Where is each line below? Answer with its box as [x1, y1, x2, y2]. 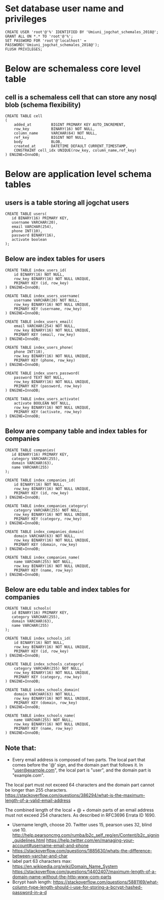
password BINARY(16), [11, 232, 56, 238]
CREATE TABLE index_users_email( [5, 319, 73, 324]
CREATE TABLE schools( [5, 606, 51, 611]
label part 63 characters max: [12, 858, 72, 864]
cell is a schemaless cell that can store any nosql [5, 93, 157, 101]
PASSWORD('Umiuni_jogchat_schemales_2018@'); [5, 42, 99, 47]
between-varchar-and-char [12, 853, 68, 859]
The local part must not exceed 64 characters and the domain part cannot [5, 782, 155, 788]
